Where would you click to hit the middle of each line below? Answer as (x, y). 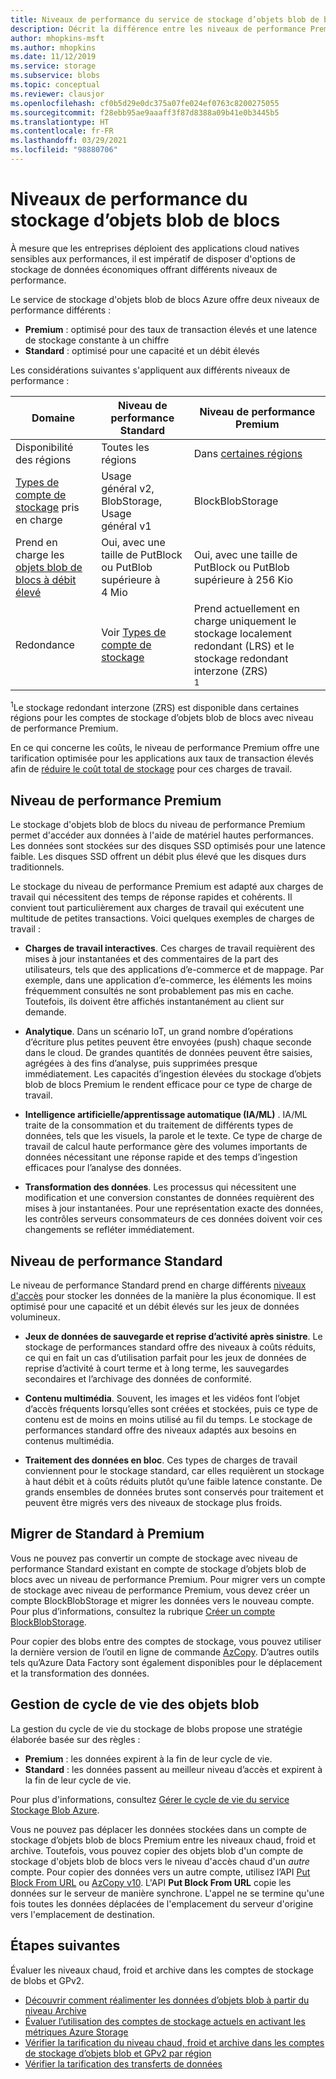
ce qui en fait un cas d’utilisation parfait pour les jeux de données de (165, 1358)
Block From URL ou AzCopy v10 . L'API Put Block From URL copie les (151, 1882)
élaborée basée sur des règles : (75, 1739)
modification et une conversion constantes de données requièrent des (169, 1198)
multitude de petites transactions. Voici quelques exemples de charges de (162, 918)
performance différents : (61, 310)
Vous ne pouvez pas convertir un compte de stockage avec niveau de (154, 1558)
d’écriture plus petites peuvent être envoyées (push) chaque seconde (168, 1042)
